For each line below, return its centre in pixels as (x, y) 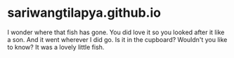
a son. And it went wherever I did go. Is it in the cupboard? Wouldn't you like (117, 39)
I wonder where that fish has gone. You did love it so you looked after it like (116, 32)
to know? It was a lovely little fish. (56, 47)
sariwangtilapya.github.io (84, 13)
